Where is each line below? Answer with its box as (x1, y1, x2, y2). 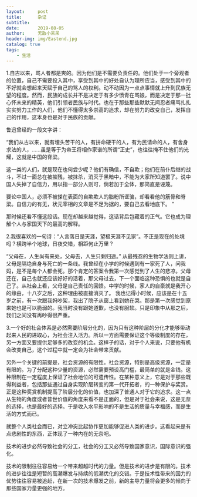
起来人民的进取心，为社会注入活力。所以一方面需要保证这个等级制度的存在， (6, 331, 191, 339)
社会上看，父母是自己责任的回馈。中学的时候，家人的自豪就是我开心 (26, 282, 191, 289)
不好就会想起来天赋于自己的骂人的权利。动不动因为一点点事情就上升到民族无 (6, 84, 191, 91)
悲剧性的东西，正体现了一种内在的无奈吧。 (11, 430, 114, 437)
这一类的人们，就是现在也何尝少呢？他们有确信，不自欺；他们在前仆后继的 (6, 165, 186, 173)
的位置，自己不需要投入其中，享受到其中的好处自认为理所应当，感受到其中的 (6, 77, 191, 84)
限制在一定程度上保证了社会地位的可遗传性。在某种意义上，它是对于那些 (11, 373, 186, 380)
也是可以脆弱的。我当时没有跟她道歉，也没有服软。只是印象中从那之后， (16, 304, 191, 311)
